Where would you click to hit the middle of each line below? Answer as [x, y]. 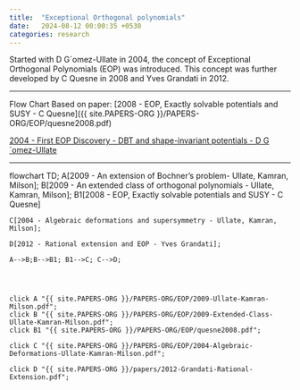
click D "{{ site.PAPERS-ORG [63, 369]
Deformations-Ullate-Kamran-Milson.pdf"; [87, 354]
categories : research [50, 34]
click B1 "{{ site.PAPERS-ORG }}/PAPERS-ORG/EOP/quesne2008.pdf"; [135, 331]
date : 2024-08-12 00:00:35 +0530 [75, 26]
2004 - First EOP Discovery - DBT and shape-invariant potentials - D [135, 140]
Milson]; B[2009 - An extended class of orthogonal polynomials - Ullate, [142, 185]
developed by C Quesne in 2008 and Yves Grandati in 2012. [119, 79]
